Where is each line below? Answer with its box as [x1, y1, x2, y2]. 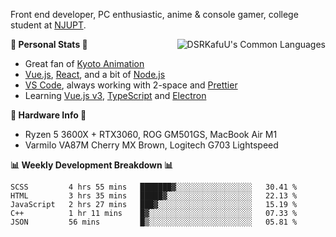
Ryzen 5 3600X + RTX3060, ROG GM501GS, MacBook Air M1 [24, 129, 278, 140]
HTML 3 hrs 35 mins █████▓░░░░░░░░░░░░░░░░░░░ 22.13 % [10, 191, 298, 201]
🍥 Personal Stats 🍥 [10, 39, 88, 50]
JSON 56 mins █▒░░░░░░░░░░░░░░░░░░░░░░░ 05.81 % [10, 217, 298, 227]
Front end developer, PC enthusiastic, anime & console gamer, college [10, 9, 299, 20]
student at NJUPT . [10, 19, 87, 31]
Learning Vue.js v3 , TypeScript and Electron [24, 90, 207, 101]
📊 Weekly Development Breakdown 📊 [10, 159, 174, 171]
